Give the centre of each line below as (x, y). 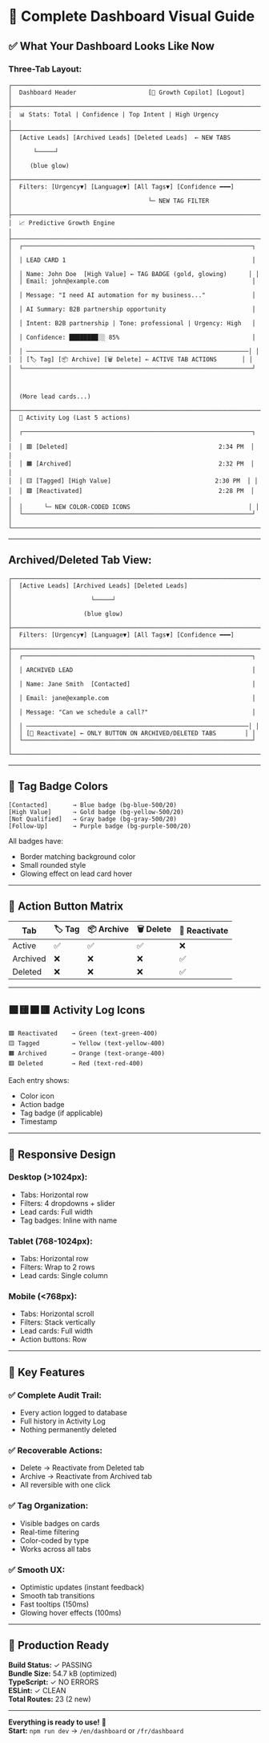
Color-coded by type (54, 1540)
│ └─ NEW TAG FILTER (109, 201)
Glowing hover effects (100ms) (70, 1612)
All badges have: (36, 841)
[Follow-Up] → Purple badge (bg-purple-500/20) (100, 826)
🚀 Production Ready (59, 1645)
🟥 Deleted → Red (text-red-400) (76, 1064)
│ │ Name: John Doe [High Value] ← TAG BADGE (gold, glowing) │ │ (134, 274)
